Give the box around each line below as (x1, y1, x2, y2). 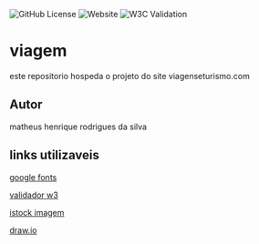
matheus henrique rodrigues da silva (9, 121, 148, 132)
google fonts (9, 171, 57, 182)
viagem (9, 41, 67, 61)
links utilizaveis (9, 147, 100, 163)
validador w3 (9, 189, 59, 200)
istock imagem (9, 207, 65, 218)
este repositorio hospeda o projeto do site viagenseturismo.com (9, 70, 251, 81)
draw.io (9, 224, 37, 236)
